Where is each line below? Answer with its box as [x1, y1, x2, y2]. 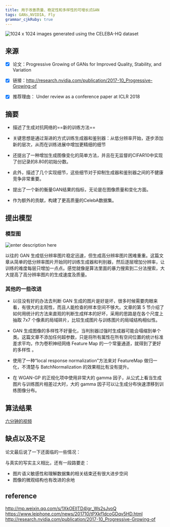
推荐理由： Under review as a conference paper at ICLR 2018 [12, 93, 140, 100]
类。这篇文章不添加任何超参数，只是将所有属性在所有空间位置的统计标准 [12, 334, 163, 340]
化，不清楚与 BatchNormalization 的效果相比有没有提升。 [12, 364, 132, 370]
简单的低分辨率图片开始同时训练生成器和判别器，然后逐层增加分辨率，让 [14, 258, 165, 265]
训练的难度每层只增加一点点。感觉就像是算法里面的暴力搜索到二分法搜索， [5, 265, 160, 271]
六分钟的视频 [5, 418, 32, 424]
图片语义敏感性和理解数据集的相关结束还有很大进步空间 [12, 470, 128, 476]
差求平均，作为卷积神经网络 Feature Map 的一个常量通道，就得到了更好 [12, 341, 161, 347]
